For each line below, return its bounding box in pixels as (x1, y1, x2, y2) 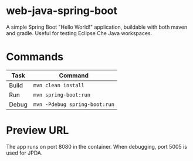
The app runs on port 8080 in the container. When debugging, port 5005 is (6, 143, 188, 150)
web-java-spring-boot (6, 4, 117, 18)
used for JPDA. (6, 149, 43, 156)
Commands (6, 50, 64, 64)
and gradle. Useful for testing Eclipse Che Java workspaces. (6, 29, 153, 36)
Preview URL (6, 124, 69, 137)
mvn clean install (33, 82, 85, 88)
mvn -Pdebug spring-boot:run (33, 101, 114, 108)
